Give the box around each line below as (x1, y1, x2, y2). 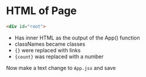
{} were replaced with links (14, 46, 81, 53)
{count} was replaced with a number (14, 53, 104, 60)
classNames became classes (14, 40, 85, 48)
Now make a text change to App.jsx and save (6, 64, 116, 71)
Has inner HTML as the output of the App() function (14, 34, 140, 41)
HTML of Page (6, 4, 77, 18)
